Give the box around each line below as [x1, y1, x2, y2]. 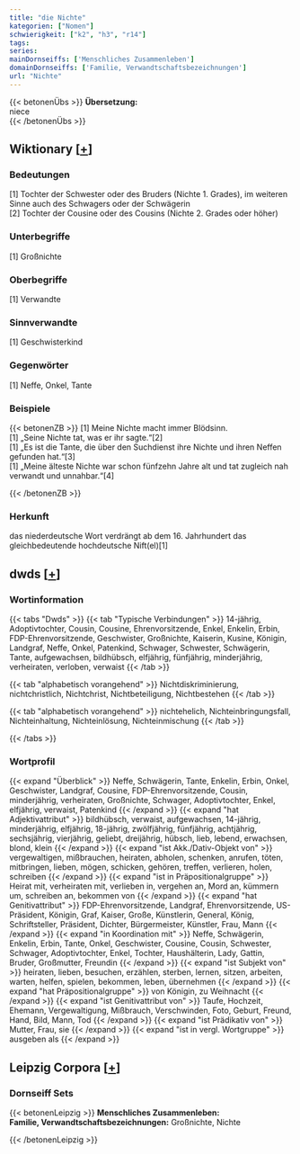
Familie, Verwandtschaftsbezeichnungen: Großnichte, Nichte [9, 1116, 241, 1127]
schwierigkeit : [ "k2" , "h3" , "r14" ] [9, 30, 146, 39]
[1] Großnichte [9, 251, 62, 262]
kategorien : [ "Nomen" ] [9, 22, 94, 31]
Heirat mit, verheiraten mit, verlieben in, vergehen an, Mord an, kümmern [9, 881, 279, 891]
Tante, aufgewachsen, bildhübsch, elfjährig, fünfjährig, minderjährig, [9, 651, 263, 662]
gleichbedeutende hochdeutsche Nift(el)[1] [9, 541, 169, 551]
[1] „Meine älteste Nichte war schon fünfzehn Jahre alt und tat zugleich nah [9, 461, 289, 471]
